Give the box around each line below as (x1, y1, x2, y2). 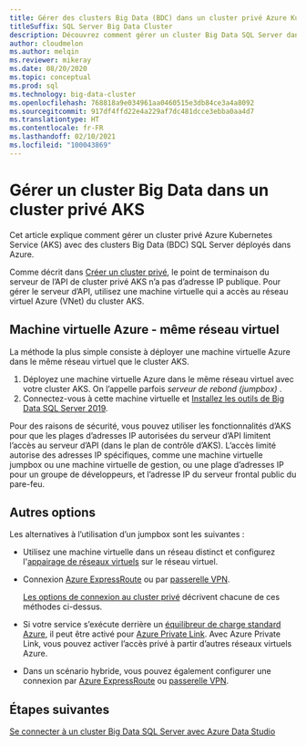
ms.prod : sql (9, 81, 59, 90)
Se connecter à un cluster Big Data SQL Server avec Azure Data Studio (9, 726, 276, 737)
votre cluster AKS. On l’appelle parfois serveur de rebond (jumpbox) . (22, 383, 282, 394)
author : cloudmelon (9, 38, 84, 48)
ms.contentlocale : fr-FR (9, 124, 104, 133)
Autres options (9, 504, 96, 520)
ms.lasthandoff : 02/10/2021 (9, 132, 117, 141)
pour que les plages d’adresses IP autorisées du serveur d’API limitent (9, 430, 271, 440)
